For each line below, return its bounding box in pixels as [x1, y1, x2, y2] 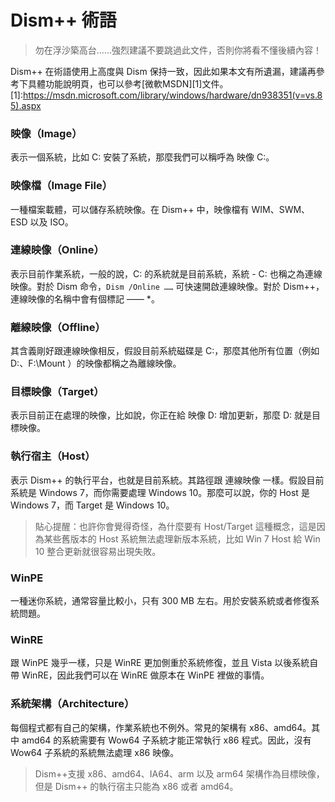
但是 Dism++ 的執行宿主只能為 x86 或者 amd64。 [34, 780, 239, 792]
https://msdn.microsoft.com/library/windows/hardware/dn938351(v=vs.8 [22, 89, 323, 101]
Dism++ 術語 [10, 9, 117, 32]
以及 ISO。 [29, 216, 74, 228]
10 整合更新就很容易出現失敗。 [34, 545, 162, 557]
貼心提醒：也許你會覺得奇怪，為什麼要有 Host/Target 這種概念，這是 [34, 520, 317, 532]
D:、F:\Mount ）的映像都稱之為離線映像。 [10, 357, 182, 370]
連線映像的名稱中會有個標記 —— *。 [10, 292, 160, 305]
